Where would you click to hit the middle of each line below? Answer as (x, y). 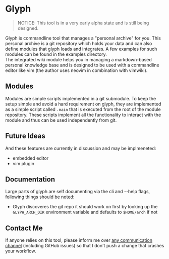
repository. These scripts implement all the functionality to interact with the (83, 115)
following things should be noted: (40, 197)
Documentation (30, 179)
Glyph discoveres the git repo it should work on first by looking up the (85, 207)
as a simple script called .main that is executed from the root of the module (83, 109)
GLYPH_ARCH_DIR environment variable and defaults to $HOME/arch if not (85, 212)
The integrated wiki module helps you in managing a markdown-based (79, 59)
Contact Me (24, 228)
